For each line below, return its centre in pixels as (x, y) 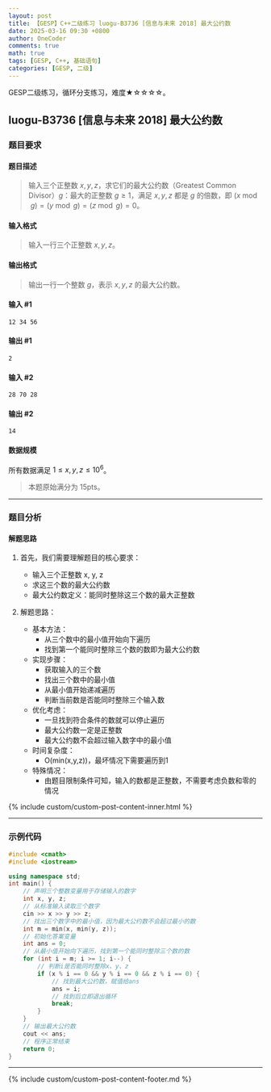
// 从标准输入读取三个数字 (61, 906)
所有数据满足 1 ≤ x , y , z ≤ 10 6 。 (60, 469)
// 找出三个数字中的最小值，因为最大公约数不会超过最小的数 (109, 921)
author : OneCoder (38, 38)
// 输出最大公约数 (50, 1027)
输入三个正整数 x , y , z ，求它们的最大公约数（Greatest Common (132, 186)
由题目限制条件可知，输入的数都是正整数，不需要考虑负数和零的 (150, 780)
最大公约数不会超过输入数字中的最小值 (108, 740)
